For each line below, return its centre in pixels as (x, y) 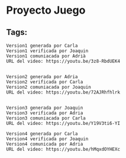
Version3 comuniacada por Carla (46, 118)
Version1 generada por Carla (42, 46)
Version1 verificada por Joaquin (47, 51)
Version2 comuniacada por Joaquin (49, 87)
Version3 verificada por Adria (45, 113)
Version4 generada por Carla (42, 134)
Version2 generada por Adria (42, 77)
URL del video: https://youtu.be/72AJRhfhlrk (63, 92)
